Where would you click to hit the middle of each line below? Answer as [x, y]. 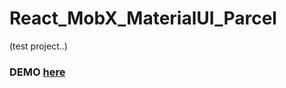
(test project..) [38, 46]
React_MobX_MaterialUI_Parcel [143, 18]
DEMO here [37, 72]
